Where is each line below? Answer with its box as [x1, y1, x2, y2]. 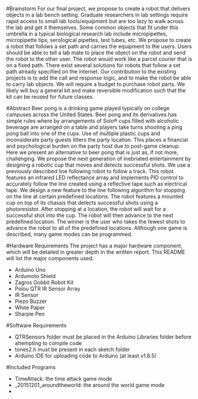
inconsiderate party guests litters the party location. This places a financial [6, 136, 188, 143]
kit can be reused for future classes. [6, 93, 95, 100]
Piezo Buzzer [14, 298, 47, 305]
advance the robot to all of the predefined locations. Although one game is [6, 225, 187, 231]
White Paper [14, 304, 46, 311]
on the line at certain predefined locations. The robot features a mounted [6, 193, 184, 200]
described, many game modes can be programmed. [6, 231, 133, 238]
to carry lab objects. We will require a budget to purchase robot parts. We [6, 81, 185, 88]
